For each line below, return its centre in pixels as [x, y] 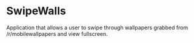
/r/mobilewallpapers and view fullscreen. [57, 33]
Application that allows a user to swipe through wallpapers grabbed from [97, 27]
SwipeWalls [36, 11]
